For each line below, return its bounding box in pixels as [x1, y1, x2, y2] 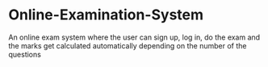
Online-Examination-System [8, 6, 204, 24]
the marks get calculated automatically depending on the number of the [8, 40, 247, 50]
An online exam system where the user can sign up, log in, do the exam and [8, 32, 261, 42]
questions [8, 49, 42, 59]
